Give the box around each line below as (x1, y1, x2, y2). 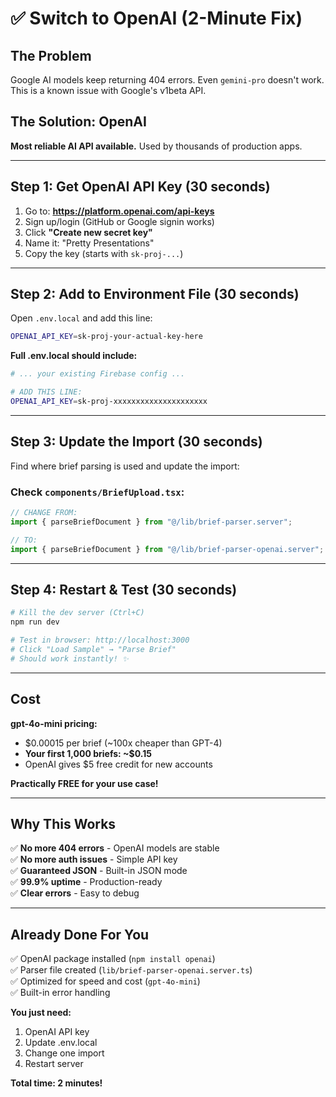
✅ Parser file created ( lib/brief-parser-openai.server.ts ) (10, 964, 253, 976)
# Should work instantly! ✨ (10, 653, 129, 664)
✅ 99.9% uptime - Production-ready (10, 876, 163, 888)
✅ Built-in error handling (10, 987, 111, 999)
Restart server (24, 1058, 84, 1070)
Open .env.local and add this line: (10, 312, 153, 324)
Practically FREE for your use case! (10, 777, 159, 789)
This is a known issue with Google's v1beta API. (10, 85, 207, 96)
